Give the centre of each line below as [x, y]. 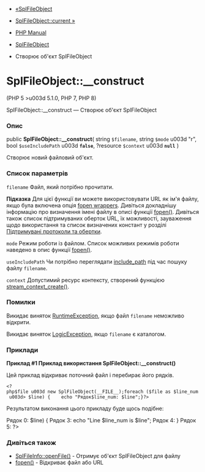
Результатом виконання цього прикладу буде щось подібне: [85, 409]
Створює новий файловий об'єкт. [50, 158]
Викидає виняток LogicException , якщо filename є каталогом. [86, 334]
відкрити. [19, 322]
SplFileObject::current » [45, 21]
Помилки [21, 302]
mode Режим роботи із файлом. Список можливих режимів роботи [93, 243]
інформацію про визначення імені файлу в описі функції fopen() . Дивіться [103, 211]
